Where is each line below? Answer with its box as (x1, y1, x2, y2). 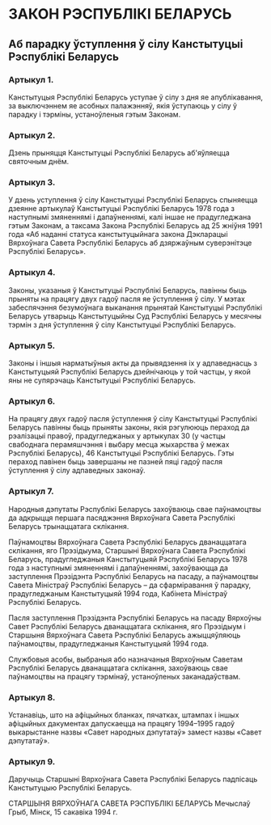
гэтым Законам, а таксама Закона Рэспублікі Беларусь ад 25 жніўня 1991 (8, 221, 263, 231)
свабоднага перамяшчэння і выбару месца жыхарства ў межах (8, 440, 230, 450)
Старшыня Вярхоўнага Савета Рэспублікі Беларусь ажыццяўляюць (8, 630, 241, 640)
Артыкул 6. (8, 396, 56, 407)
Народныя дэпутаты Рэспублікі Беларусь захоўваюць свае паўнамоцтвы (8, 504, 261, 514)
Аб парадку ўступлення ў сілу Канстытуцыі (8, 37, 243, 51)
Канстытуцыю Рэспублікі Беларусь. (8, 783, 132, 793)
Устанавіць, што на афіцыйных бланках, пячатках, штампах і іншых (8, 709, 239, 720)
